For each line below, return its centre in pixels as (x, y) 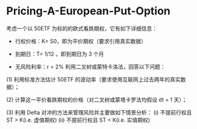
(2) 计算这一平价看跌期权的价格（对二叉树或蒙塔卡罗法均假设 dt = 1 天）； (97, 100)
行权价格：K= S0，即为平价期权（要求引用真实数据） (80, 41)
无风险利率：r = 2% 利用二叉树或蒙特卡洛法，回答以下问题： (90, 67)
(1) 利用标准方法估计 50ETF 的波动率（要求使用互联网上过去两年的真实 (93, 79)
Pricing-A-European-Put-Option (88, 11)
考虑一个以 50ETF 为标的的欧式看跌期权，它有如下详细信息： (82, 28)
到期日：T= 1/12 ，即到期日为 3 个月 (59, 54)
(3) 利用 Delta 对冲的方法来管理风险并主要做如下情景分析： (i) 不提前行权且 (99, 112)
